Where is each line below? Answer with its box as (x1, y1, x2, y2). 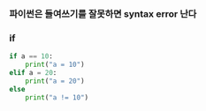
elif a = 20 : (9, 68, 57, 77)
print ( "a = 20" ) (25, 77, 86, 85)
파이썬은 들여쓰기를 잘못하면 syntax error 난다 (9, 7, 197, 19)
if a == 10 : (9, 52, 53, 61)
